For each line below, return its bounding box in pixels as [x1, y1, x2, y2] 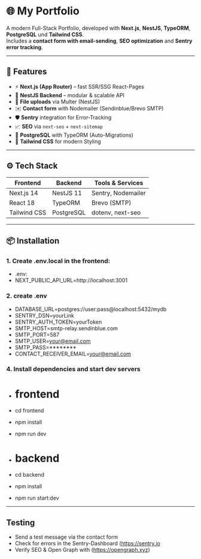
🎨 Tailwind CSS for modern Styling [14, 137, 102, 145]
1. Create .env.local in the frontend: [6, 256, 111, 265]
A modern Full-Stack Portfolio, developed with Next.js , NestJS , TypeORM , [6, 24, 191, 31]
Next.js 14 [9, 189, 38, 197]
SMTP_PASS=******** [14, 343, 77, 351]
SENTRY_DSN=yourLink [14, 312, 75, 319]
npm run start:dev [14, 494, 59, 502]
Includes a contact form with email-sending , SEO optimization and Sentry [6, 37, 193, 44]
